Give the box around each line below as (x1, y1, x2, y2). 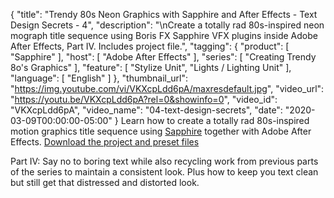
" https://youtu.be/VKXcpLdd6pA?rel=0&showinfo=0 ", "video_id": (10, 94, 278, 105)
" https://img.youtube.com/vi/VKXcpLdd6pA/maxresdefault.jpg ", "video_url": (10, 83, 325, 94)
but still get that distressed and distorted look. (10, 177, 200, 188)
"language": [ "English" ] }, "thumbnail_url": (10, 72, 189, 84)
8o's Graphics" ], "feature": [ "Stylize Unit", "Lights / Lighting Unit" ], (10, 62, 292, 73)
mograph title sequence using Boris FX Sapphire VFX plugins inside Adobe (10, 30, 318, 41)
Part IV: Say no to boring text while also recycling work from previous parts (10, 155, 319, 167)
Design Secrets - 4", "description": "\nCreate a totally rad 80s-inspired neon (10, 19, 325, 31)
